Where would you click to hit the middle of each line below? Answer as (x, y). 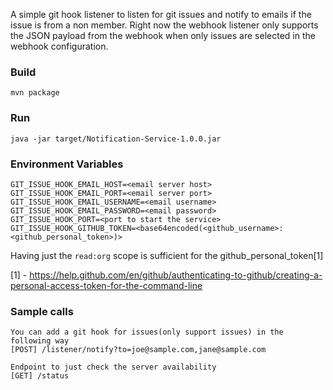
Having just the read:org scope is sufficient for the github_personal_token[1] (167, 255)
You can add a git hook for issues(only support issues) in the (147, 332)
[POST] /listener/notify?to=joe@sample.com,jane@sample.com (138, 350)
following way (40, 341)
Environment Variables (67, 164)
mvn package (35, 93)
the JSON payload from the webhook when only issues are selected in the (163, 35)
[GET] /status (40, 376)
